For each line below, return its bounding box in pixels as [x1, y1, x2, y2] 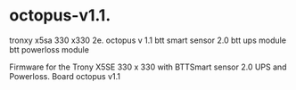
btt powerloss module [9, 44, 89, 54]
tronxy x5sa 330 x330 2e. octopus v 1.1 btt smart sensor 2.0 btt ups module [9, 35, 287, 45]
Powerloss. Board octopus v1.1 [9, 70, 120, 81]
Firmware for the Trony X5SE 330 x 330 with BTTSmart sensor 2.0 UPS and [9, 61, 287, 72]
